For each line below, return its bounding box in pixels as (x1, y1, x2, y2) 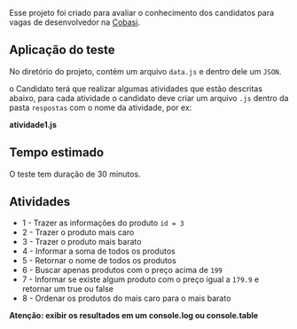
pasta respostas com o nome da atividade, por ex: (9, 102, 192, 113)
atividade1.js (9, 119, 58, 129)
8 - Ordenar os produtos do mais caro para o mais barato (21, 293, 231, 304)
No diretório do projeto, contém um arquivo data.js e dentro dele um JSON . (9, 66, 282, 76)
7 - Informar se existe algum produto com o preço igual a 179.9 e (21, 274, 260, 285)
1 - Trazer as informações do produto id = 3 (21, 217, 184, 229)
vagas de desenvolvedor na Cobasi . (9, 17, 140, 27)
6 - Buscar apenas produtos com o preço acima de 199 (21, 265, 223, 276)
